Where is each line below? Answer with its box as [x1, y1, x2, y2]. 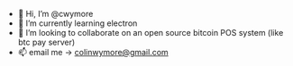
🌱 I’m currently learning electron [17, 18, 138, 29]
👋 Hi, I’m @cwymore [17, 9, 94, 19]
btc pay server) [17, 37, 76, 47]
